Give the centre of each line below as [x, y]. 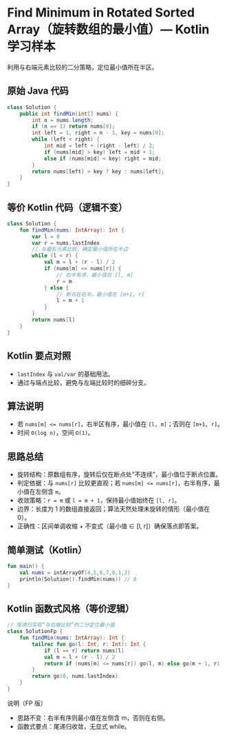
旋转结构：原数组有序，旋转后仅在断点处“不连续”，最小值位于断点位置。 [119, 474]
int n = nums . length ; [63, 120]
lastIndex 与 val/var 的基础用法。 [66, 374]
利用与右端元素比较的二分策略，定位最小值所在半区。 [83, 67]
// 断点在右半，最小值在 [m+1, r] [100, 294]
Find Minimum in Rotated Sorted [101, 13]
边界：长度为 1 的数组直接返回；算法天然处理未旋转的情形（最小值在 [113, 509]
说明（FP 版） [27, 703]
